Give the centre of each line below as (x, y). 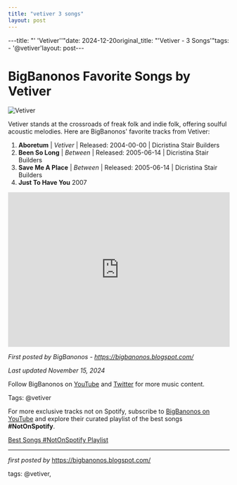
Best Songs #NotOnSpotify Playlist (58, 440)
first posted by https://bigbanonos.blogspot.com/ (79, 460)
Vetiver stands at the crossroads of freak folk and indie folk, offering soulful (117, 124)
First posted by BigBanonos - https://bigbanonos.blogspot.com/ (101, 357)
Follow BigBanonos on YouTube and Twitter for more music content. (106, 384)
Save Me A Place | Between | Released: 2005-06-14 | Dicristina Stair (118, 168)
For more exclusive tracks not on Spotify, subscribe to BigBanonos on (109, 411)
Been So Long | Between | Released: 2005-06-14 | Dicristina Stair (114, 153)
